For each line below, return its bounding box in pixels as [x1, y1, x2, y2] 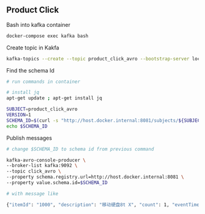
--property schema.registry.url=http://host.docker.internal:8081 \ [6, 174, 184, 180]
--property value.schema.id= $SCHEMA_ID [6, 180, 108, 186]
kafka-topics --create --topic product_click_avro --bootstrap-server [6, 55, 190, 62]
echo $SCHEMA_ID [6, 123, 48, 129]
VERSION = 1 [6, 112, 32, 118]
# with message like [6, 190, 59, 197]
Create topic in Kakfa [6, 44, 60, 51]
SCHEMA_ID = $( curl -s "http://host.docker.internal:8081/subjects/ [6, 117, 179, 124]
